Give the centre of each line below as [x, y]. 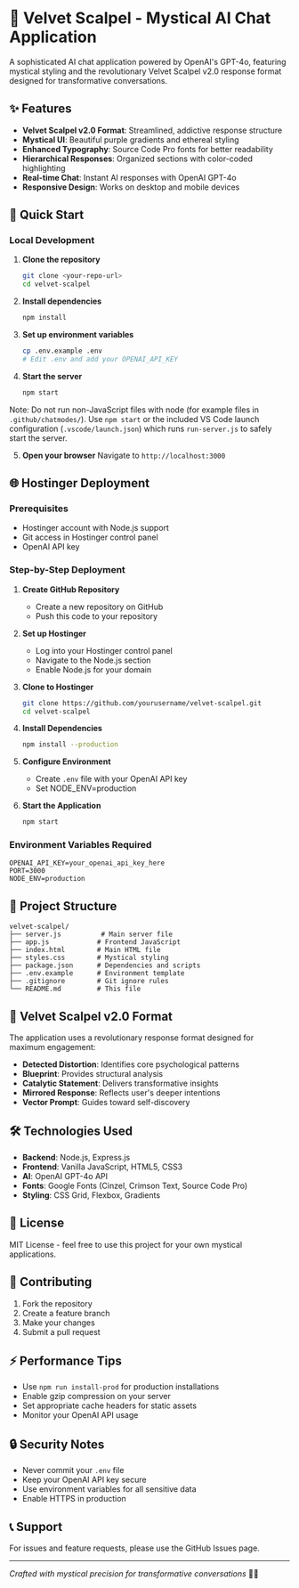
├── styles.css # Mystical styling [89, 958]
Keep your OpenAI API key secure [84, 1480]
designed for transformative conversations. [89, 80]
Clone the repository [61, 260]
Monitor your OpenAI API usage [80, 1415]
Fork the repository [57, 1303]
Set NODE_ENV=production [86, 788]
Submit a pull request [61, 1331]
